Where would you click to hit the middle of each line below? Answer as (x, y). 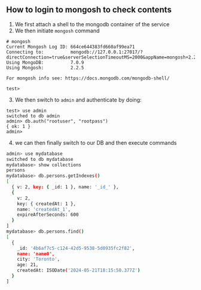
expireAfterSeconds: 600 (48, 215)
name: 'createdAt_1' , (44, 209)
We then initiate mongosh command (57, 30)
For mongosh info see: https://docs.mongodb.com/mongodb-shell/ (88, 78)
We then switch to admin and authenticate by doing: (78, 100)
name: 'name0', (36, 254)
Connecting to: (25, 52)
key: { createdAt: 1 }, (47, 204)
